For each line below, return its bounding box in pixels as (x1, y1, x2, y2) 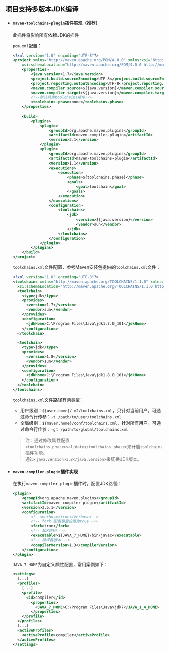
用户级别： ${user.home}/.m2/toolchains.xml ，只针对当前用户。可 (20, 407, 157, 413)
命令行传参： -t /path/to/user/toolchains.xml (24, 413, 122, 420)
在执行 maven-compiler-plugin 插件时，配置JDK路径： (12, 481, 122, 487)
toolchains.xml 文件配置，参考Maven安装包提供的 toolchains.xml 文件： (12, 264, 161, 270)
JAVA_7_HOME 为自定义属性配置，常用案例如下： (12, 562, 108, 568)
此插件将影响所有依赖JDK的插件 (12, 32, 79, 38)
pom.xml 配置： (12, 42, 42, 49)
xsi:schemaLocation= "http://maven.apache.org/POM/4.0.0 (22, 62, 142, 67)
